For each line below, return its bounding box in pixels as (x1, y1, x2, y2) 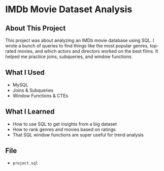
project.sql (12, 161, 38, 166)
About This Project (5, 24, 66, 33)
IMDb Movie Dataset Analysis (5, 4, 133, 15)
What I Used (5, 68, 45, 77)
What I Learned (5, 107, 55, 116)
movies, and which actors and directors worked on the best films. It (17, 48, 158, 54)
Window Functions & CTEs (12, 93, 69, 99)
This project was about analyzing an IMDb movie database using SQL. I (5, 37, 154, 43)
